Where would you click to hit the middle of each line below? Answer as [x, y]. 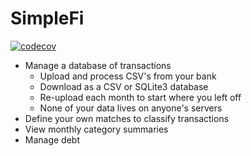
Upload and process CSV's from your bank [128, 76]
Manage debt [52, 139]
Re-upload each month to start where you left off [140, 97]
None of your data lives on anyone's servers [131, 108]
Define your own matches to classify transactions [127, 118]
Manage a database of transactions [98, 65]
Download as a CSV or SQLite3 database [124, 86]
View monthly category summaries [96, 129]
